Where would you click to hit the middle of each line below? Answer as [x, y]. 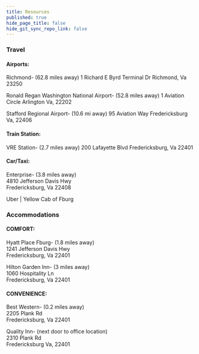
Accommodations [33, 215]
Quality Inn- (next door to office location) [57, 332]
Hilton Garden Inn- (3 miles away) [48, 267]
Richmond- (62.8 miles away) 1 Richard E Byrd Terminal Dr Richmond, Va [96, 77]
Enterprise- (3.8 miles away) [41, 174]
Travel [16, 50]
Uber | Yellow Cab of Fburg [40, 199]
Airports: [18, 64]
